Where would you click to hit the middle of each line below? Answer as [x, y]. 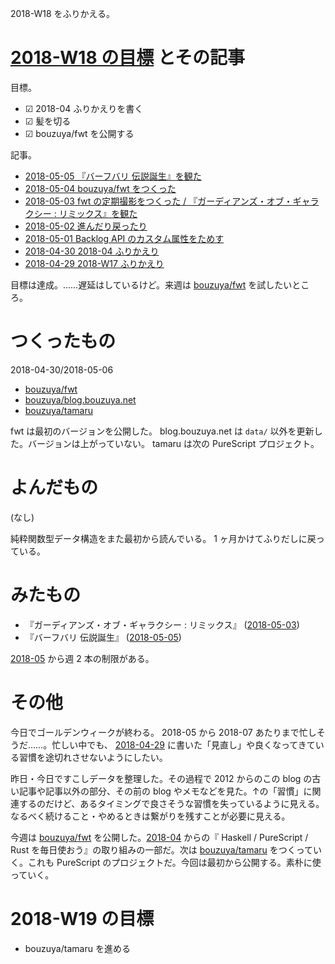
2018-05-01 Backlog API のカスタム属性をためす [124, 238]
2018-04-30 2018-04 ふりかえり [92, 251]
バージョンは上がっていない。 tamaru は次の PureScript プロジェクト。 [173, 443]
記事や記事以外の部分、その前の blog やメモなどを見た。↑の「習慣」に [165, 791]
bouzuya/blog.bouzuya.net [80, 399]
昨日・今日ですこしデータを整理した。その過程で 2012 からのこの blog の [161, 778]
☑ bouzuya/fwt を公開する [79, 133]
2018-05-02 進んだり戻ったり [86, 226]
